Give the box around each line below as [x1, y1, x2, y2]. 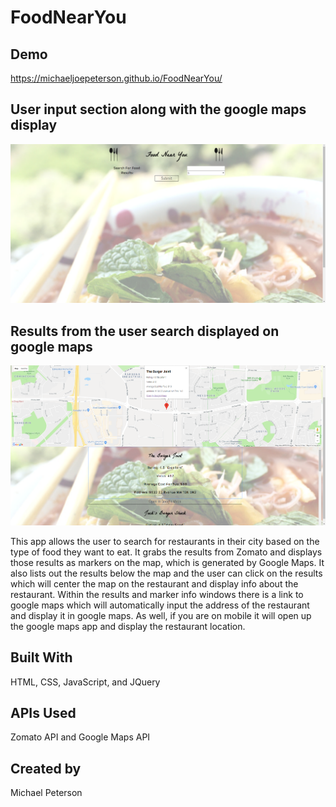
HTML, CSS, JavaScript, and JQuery [10, 676, 161, 688]
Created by [10, 760, 82, 777]
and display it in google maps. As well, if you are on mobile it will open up [10, 609, 312, 621]
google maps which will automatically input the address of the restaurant [10, 599, 310, 611]
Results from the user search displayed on [10, 322, 280, 340]
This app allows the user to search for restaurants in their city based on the [10, 535, 320, 547]
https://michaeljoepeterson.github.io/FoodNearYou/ [10, 72, 223, 84]
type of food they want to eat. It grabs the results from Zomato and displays [10, 546, 323, 558]
